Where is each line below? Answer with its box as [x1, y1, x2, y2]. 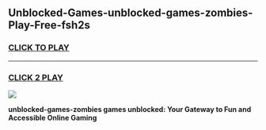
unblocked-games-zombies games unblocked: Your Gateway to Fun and [8, 104, 252, 113]
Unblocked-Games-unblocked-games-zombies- [8, 6, 253, 20]
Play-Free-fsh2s [8, 19, 91, 32]
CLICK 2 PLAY [8, 72, 63, 83]
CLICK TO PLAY [8, 43, 70, 54]
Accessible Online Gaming [8, 113, 97, 122]
